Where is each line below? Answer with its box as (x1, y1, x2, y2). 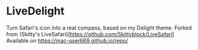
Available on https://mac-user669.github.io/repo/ (6, 37, 129, 44)
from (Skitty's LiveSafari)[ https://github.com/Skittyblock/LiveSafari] (6, 30, 174, 37)
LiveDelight (6, 4, 65, 18)
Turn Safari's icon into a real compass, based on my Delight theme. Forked (6, 24, 192, 31)
